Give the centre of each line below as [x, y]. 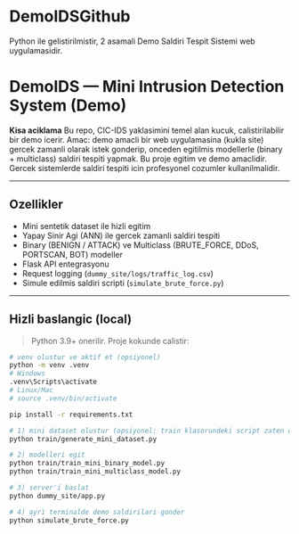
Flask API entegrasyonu [65, 264]
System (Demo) [68, 106]
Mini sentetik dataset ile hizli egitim [86, 226]
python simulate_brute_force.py [69, 520]
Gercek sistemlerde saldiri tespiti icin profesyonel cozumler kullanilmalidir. [145, 168]
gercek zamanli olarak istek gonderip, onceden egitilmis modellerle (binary [146, 149]
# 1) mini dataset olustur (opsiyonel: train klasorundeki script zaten [147, 431]
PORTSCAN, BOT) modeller [72, 254]
